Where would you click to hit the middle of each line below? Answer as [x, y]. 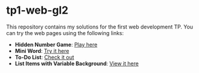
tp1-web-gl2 [37, 10]
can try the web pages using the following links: [65, 33]
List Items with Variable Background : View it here [77, 64]
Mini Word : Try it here [42, 50]
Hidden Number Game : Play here [56, 45]
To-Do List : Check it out [45, 57]
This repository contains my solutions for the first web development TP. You [99, 27]
